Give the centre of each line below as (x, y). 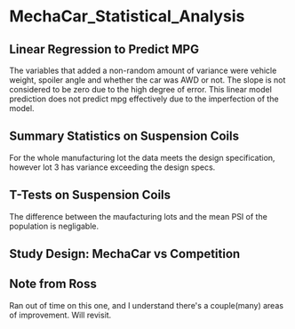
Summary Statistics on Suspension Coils (124, 136)
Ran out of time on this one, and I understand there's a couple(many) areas (147, 305)
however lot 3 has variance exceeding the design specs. (112, 167)
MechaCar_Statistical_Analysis (127, 16)
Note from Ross (53, 284)
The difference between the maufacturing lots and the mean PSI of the (139, 216)
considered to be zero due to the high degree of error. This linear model (141, 89)
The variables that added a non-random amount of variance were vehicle (143, 70)
